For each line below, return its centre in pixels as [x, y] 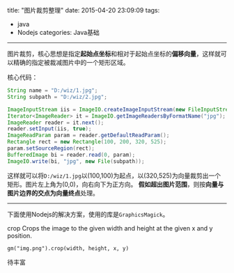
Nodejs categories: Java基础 [58, 32]
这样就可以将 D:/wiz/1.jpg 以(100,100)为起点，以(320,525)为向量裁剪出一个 [114, 175]
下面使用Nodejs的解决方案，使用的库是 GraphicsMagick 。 [88, 214]
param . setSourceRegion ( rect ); [51, 148]
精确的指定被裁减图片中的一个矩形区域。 [71, 62]
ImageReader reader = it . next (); [56, 123]
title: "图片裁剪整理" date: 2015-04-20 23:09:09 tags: [84, 10]
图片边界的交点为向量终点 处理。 [53, 193]
